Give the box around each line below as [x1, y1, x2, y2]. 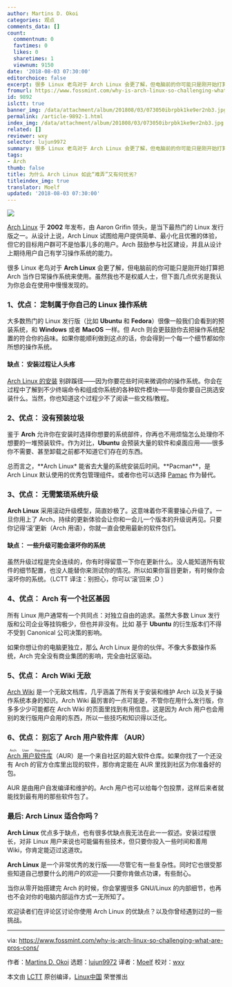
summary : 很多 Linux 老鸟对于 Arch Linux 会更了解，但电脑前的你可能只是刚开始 [7, 145, 217, 152]
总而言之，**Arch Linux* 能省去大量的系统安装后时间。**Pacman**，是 [7, 461, 211, 470]
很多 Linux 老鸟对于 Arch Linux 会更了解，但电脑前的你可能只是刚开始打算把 [7, 264, 224, 272]
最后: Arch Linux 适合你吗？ [7, 811, 100, 821]
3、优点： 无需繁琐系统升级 [7, 489, 99, 499]
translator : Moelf [7, 184, 60, 191]
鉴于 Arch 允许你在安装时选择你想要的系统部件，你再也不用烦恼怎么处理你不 [7, 430, 224, 438]
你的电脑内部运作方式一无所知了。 [30, 892, 128, 901]
